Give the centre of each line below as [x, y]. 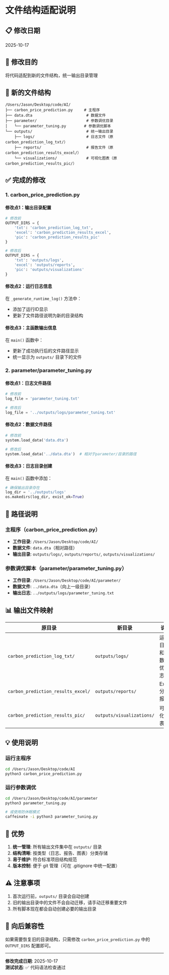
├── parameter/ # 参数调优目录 [59, 121]
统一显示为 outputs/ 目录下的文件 [47, 357]
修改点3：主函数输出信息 [31, 328]
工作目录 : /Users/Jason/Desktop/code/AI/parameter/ [66, 580]
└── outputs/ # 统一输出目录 [59, 131]
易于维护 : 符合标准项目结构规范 [45, 860]
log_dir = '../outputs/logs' [36, 492]
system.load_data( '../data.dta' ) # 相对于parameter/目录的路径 [71, 454]
